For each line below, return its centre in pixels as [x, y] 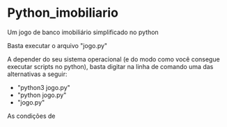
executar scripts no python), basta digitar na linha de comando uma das [110, 66]
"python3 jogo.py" [44, 87]
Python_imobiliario [63, 13]
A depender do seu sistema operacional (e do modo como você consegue [114, 59]
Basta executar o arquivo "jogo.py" [57, 45]
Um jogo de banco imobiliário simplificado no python [83, 32]
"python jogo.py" [42, 95]
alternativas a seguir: [37, 74]
